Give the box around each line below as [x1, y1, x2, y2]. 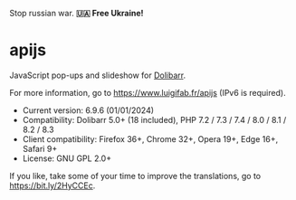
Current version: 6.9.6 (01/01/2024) [22, 104, 155, 116]
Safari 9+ [22, 143, 58, 154]
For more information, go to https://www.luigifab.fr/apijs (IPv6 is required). [9, 87, 287, 98]
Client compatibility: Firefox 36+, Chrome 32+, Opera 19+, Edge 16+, [22, 133, 279, 144]
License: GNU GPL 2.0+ [22, 153, 111, 164]
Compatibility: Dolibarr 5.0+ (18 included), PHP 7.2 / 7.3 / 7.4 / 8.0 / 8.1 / [22, 114, 287, 125]
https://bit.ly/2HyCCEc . [9, 180, 96, 191]
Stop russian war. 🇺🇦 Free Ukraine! [9, 8, 144, 18]
